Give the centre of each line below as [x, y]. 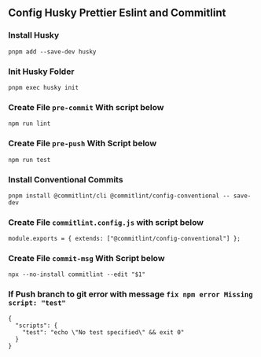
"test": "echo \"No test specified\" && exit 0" [103, 332]
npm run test [29, 160]
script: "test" [37, 303]
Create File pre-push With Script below [83, 143]
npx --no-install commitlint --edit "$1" [77, 274]
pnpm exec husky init [44, 87]
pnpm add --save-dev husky [52, 52]
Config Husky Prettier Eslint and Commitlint [117, 13]
